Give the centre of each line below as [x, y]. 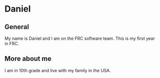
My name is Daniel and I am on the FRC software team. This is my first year [80, 38]
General [17, 27]
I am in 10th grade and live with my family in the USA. [58, 70]
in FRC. [12, 44]
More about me [28, 59]
